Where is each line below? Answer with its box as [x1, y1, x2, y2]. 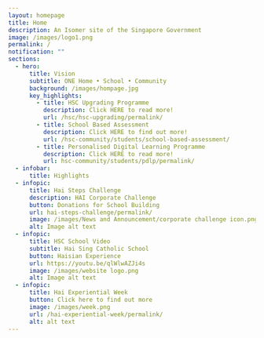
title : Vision [28, 70, 76, 78]
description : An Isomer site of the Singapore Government [8, 26, 202, 34]
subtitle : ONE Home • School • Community [28, 77, 167, 85]
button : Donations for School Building [28, 201, 159, 209]
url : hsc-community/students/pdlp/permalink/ [42, 158, 195, 165]
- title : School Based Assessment [36, 121, 149, 129]
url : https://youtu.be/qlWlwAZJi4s [28, 260, 146, 267]
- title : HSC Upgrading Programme [36, 99, 149, 107]
